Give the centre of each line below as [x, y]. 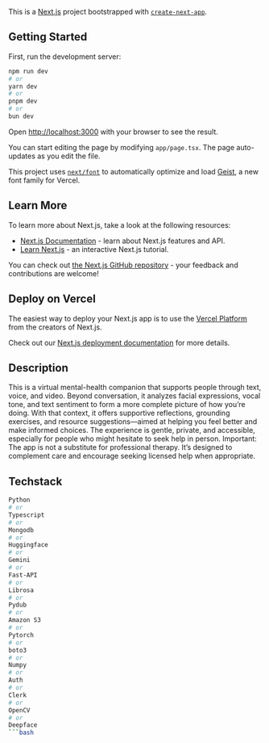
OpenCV [19, 710]
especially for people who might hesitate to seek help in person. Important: [133, 439]
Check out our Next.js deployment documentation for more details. [119, 342]
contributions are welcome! [54, 273]
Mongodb [21, 530]
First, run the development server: [65, 57]
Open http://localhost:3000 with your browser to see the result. [114, 132]
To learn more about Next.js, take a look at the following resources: [120, 225]
